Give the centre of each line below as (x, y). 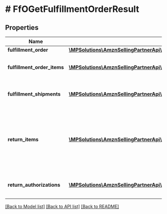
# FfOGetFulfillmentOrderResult (72, 9)
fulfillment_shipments (34, 94)
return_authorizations (34, 185)
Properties (22, 28)
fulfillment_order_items (36, 67)
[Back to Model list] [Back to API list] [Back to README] (62, 207)
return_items (23, 139)
